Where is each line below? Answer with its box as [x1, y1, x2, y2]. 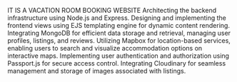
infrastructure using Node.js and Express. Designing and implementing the [7, 14, 226, 22]
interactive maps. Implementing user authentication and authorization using [7, 51, 230, 60]
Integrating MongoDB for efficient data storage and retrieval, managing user [7, 29, 231, 37]
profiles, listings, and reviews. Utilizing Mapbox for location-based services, [7, 36, 231, 45]
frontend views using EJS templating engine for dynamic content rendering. [7, 21, 231, 29]
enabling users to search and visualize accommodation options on [7, 44, 203, 52]
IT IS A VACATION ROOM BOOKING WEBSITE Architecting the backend [7, 6, 217, 14]
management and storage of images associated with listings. [7, 67, 186, 75]
